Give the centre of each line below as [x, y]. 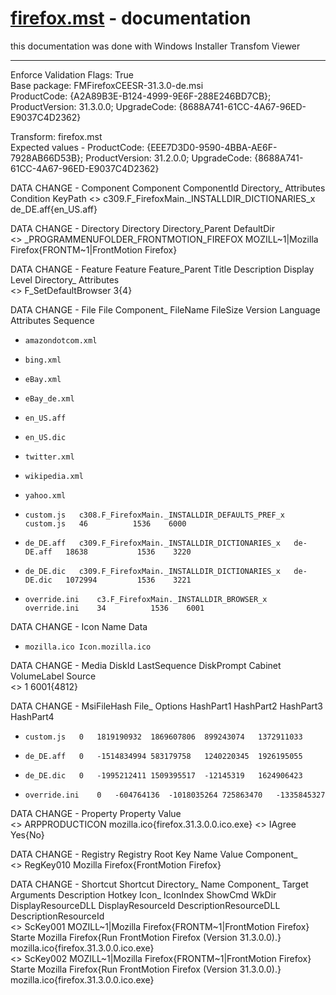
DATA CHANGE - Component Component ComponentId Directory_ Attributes [168, 188]
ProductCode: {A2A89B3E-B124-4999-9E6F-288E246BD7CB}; [141, 96]
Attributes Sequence [52, 320]
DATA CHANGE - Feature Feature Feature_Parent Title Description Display [162, 269]
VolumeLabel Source [53, 676]
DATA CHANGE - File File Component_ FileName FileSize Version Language [165, 309]
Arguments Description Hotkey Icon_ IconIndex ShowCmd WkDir [143, 894]
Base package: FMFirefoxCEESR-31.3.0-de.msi [107, 85]
